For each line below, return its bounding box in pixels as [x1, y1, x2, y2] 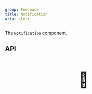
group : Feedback [5, 7, 39, 12]
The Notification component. [5, 30, 67, 36]
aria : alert [5, 16, 30, 21]
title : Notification [5, 12, 48, 17]
